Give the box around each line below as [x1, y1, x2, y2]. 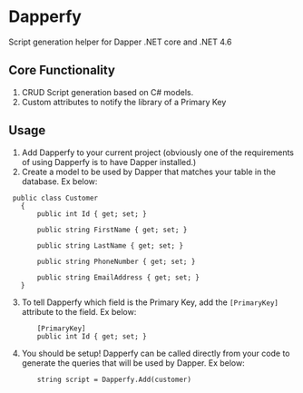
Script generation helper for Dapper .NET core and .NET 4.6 [8, 36, 232, 47]
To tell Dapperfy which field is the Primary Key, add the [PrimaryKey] [21, 297, 279, 308]
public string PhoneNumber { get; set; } [36, 257, 196, 266]
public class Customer [12, 193, 99, 202]
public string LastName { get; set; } [36, 241, 183, 251]
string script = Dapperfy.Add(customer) [36, 375, 192, 384]
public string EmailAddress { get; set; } [36, 272, 200, 282]
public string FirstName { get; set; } [36, 225, 188, 234]
